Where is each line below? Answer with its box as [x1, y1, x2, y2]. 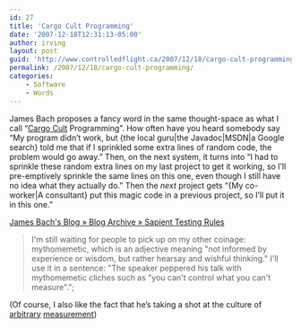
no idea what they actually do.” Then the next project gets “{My [9, 180, 244, 191]
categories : [9, 72, 54, 81]
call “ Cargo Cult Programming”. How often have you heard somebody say [9, 122, 280, 133]
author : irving [9, 38, 66, 48]
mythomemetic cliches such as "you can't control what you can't [30, 271, 271, 283]
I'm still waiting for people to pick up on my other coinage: [30, 234, 246, 244]
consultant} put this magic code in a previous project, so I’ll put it [45, 190, 285, 200]
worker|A [9, 190, 44, 200]
